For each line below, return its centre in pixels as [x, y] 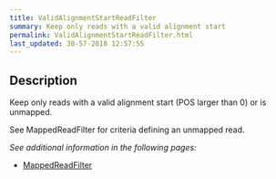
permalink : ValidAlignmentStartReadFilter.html [102, 35]
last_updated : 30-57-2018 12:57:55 [77, 43]
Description [43, 80]
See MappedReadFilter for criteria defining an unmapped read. [127, 130]
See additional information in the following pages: [103, 148]
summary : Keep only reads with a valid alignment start [118, 26]
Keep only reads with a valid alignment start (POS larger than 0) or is [138, 102]
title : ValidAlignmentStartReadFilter [83, 18]
